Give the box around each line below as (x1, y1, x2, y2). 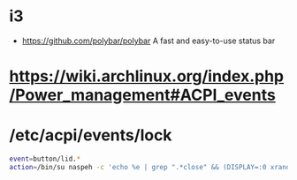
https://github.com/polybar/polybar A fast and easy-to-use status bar (21, 35, 276, 46)
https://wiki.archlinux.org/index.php (9, 66, 285, 86)
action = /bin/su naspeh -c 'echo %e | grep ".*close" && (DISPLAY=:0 (9, 162, 267, 171)
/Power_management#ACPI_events (9, 86, 276, 105)
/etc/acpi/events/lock (9, 125, 172, 146)
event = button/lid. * (9, 154, 81, 164)
